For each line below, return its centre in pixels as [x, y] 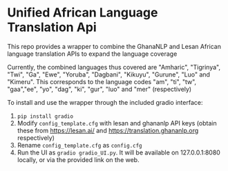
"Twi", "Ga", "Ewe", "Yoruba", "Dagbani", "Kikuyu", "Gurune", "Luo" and [109, 74]
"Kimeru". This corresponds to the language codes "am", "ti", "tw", [102, 81]
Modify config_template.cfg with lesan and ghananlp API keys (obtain [117, 123]
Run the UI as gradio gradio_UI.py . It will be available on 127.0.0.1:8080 [119, 152]
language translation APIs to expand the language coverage [92, 54]
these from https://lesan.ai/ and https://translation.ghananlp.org [108, 130]
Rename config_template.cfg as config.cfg [80, 145]
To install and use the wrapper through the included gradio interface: [105, 102]
